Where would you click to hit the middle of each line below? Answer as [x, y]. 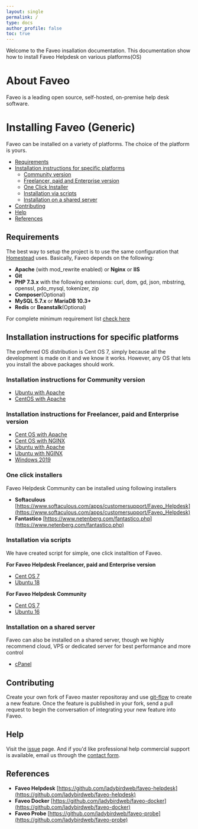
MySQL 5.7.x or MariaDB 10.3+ [53, 301]
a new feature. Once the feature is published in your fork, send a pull [90, 703]
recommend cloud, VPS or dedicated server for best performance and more [98, 646]
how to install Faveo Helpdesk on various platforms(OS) [74, 57]
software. [18, 104]
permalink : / [22, 17]
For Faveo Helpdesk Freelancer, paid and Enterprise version [81, 564]
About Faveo [38, 81]
